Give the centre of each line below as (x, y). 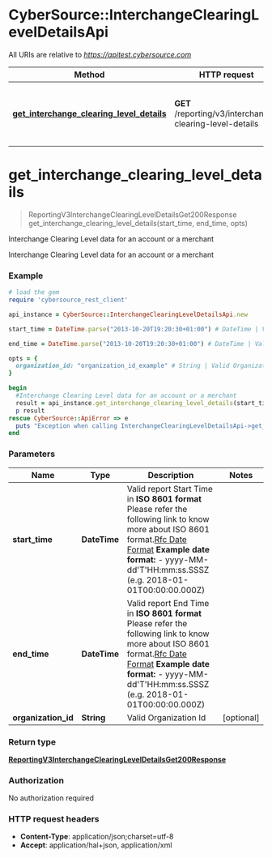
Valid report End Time (168, 603)
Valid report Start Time (170, 489)
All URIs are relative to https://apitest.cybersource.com (100, 54)
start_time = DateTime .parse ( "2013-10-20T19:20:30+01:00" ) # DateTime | (134, 329)
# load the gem (34, 292)
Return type (32, 741)
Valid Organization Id (166, 717)
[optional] (241, 717)
